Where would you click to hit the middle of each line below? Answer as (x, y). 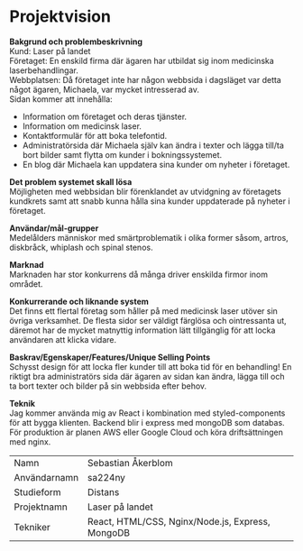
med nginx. (30, 441)
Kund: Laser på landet (50, 51)
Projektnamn (41, 507)
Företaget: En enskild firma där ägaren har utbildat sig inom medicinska (142, 60)
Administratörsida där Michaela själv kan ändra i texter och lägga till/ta (153, 145)
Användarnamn (46, 477)
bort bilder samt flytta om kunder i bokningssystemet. (122, 154)
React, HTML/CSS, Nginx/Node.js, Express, (179, 521)
